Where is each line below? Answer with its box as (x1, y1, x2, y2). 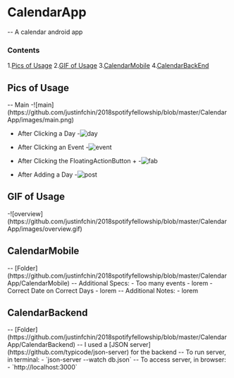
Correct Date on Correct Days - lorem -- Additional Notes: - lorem (7, 286, 199, 295)
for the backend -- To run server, (130, 348, 227, 357)
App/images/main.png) (7, 116, 74, 124)
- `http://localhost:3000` (7, 363, 78, 372)
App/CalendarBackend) (7, 341, 76, 349)
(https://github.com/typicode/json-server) (7, 348, 129, 357)
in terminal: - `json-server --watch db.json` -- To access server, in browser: (7, 355, 227, 364)
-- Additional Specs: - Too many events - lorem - (71, 278, 213, 287)
